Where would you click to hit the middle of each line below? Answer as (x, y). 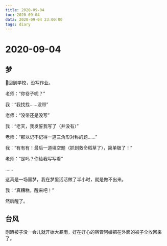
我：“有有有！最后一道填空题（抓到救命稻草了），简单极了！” (69, 148)
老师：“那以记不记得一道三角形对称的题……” (51, 137)
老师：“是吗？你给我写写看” (34, 159)
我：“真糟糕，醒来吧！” (30, 190)
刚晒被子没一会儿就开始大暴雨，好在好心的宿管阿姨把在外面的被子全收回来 (83, 232)
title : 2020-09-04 (25, 10)
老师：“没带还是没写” (28, 115)
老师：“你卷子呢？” (25, 94)
